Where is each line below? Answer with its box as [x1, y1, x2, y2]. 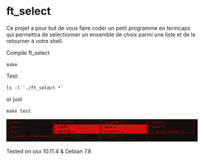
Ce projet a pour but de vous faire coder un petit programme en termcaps [6, 24, 191, 32]
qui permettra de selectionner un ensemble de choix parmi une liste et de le [6, 30, 196, 38]
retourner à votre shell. [6, 37, 64, 44]
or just [6, 96, 22, 103]
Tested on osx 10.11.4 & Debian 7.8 [6, 147, 92, 155]
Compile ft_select [6, 49, 50, 56]
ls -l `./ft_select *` [6, 85, 64, 91]
